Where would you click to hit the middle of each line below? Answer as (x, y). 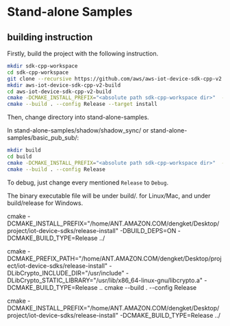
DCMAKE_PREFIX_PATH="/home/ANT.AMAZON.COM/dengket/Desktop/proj (114, 258)
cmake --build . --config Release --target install (82, 104)
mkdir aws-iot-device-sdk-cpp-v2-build (64, 85)
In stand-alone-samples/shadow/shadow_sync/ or (78, 131)
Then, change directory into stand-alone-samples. (78, 118)
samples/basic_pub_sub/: (43, 138)
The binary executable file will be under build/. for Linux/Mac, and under (109, 195)
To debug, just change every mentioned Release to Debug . (88, 182)
